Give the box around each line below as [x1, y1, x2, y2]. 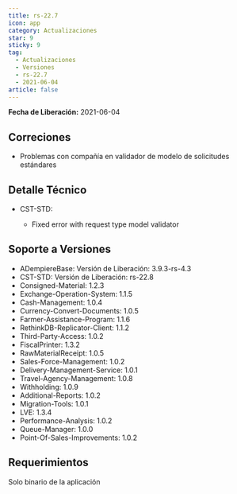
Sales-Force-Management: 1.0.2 [19, 356, 125, 366]
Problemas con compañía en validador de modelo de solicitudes [19, 152, 230, 161]
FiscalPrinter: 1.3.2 [19, 340, 81, 349]
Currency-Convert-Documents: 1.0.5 [19, 305, 139, 315]
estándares [19, 160, 57, 169]
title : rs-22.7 [8, 11, 59, 20]
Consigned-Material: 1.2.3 [19, 280, 105, 290]
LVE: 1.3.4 [19, 407, 52, 417]
